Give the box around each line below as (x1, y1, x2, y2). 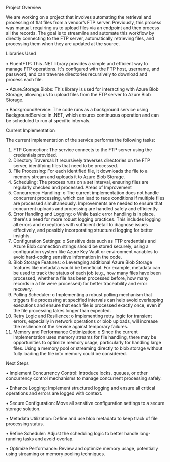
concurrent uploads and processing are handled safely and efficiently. (13, 206, 159, 211)
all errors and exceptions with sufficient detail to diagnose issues (13, 222, 148, 227)
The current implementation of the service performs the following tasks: (6, 137, 155, 143)
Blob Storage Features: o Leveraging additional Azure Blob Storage (13, 259, 153, 265)
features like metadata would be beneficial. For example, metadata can (13, 265, 161, 270)
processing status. (6, 421, 44, 427)
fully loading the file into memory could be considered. (13, 351, 127, 356)
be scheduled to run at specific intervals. (6, 118, 91, 123)
